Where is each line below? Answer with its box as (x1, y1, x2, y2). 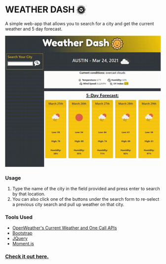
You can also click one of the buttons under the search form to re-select (12, 196, 160, 202)
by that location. (12, 191, 45, 197)
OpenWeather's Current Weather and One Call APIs (12, 225, 117, 231)
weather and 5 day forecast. (5, 26, 63, 32)
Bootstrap (12, 230, 33, 236)
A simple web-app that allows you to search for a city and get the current (5, 20, 154, 26)
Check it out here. (5, 253, 49, 260)
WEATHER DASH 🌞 (5, 4, 85, 15)
